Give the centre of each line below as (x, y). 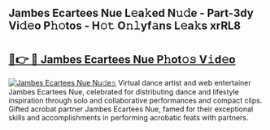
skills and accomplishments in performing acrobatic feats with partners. (129, 117)
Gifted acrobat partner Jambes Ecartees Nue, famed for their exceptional (131, 109)
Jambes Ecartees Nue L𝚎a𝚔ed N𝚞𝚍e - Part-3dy (131, 13)
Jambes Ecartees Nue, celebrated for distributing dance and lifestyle (124, 92)
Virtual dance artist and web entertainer (185, 83)
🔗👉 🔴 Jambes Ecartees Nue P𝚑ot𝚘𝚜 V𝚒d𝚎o (122, 59)
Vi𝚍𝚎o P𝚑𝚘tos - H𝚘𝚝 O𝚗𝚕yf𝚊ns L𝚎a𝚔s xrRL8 (125, 26)
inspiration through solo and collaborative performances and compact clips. (135, 101)
